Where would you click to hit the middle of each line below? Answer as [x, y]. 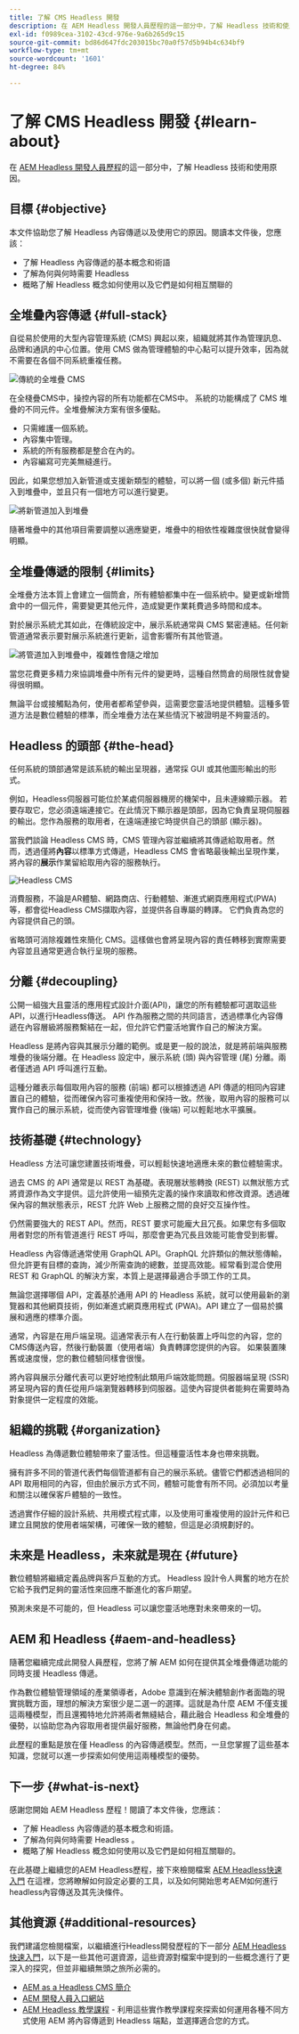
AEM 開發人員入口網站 [63, 1998]
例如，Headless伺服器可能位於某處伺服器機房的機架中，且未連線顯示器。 [143, 799]
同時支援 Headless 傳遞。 [56, 1673]
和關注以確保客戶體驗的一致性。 [68, 1494]
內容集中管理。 [49, 439]
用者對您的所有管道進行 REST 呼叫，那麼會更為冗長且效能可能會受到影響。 [146, 1234]
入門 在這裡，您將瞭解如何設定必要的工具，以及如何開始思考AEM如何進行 [144, 1881]
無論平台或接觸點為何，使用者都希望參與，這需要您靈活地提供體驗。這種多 [145, 704]
